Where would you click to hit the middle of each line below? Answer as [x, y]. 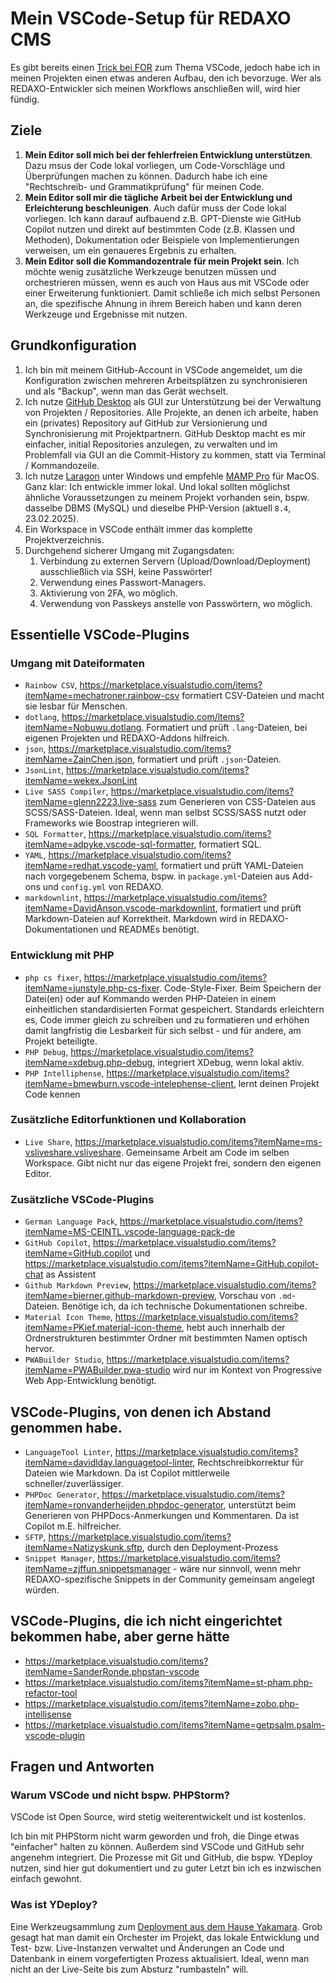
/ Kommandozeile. [62, 465]
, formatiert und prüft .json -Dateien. [206, 759]
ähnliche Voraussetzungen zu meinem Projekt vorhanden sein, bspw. [167, 497]
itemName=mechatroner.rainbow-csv [102, 696]
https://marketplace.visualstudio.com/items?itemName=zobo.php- [162, 1703]
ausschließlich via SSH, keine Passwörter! [126, 571]
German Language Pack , [71, 1221]
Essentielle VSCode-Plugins [100, 634]
